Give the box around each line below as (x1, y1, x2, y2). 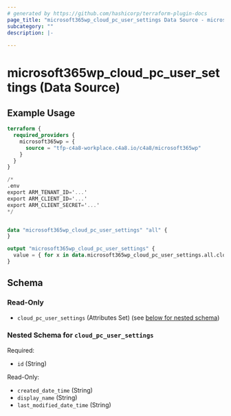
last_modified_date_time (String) (16, 400, 111, 409)
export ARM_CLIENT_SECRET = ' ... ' (7, 201, 100, 208)
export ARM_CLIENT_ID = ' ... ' (7, 195, 88, 202)
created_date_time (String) (16, 386, 93, 394)
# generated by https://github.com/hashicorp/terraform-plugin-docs (7, 10, 208, 17)
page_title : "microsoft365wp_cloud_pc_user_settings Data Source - (7, 17, 205, 23)
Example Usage (7, 107, 76, 119)
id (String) (16, 359, 47, 368)
